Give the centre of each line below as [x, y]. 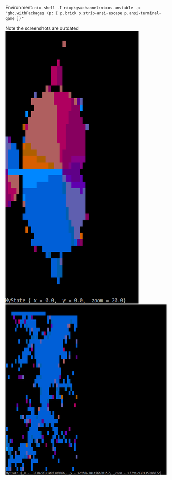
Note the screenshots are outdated [42, 28]
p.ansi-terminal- [143, 13]
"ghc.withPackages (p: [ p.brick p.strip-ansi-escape [64, 13]
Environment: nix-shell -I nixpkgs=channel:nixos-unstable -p [73, 7]
